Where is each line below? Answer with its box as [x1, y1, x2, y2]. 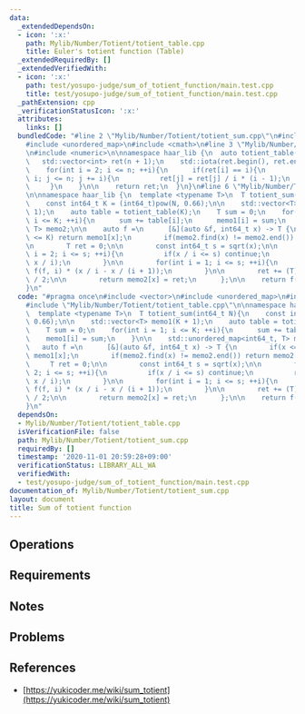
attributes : [17, 114, 64, 124]
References [9, 660, 76, 676]
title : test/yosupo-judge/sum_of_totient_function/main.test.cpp [25, 89, 279, 98]
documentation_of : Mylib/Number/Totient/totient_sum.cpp [9, 486, 230, 495]
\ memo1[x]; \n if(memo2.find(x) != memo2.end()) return [25, 351, 271, 360]
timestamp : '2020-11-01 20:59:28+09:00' [17, 452, 172, 461]
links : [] [25, 124, 64, 133]
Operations [9, 537, 74, 552]
